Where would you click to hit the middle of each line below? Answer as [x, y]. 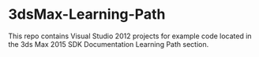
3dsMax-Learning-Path [87, 14]
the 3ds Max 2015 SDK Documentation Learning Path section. [109, 44]
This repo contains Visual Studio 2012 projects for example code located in [130, 36]
